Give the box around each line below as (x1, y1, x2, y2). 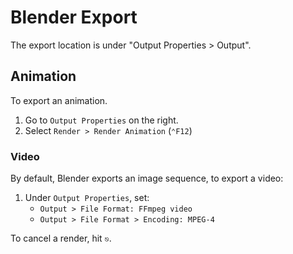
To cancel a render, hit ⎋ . (10, 232, 112, 245)
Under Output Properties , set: (24, 192, 150, 204)
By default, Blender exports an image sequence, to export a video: (10, 172, 284, 185)
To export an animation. (10, 94, 108, 106)
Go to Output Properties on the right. (24, 114, 179, 126)
